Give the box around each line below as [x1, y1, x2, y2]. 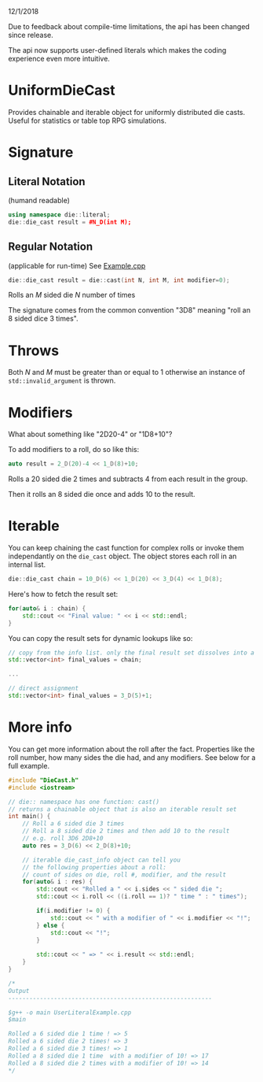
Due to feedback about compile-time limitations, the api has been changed [8, 22, 250, 31]
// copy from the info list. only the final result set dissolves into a [8, 649, 255, 657]
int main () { [8, 813, 51, 821]
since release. [8, 31, 53, 39]
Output [8, 987, 30, 995]
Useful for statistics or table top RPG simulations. [8, 116, 167, 125]
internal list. [8, 560, 46, 569]
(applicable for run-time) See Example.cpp [8, 261, 146, 270]
